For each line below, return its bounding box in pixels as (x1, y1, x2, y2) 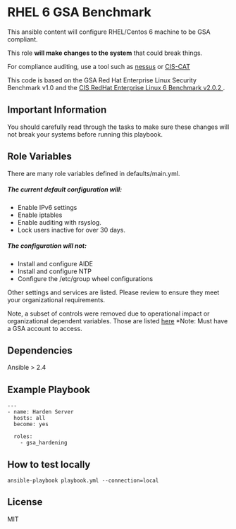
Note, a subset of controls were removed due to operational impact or (7, 309, 210, 318)
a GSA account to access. (7, 324, 82, 332)
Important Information (7, 104, 107, 116)
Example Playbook (7, 383, 90, 395)
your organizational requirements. (7, 295, 106, 304)
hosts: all (13, 415, 46, 422)
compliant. (7, 35, 38, 43)
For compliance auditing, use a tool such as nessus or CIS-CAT (7, 62, 190, 70)
